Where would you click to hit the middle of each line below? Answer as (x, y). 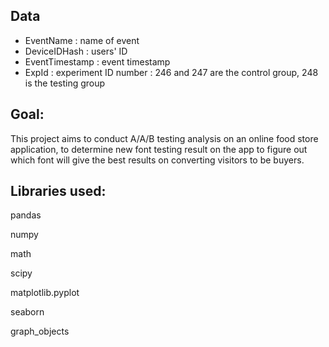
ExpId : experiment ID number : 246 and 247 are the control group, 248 (171, 72)
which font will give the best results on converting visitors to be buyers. (157, 160)
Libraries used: (58, 191)
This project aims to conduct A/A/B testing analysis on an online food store (164, 138)
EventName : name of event (82, 40)
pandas (26, 215)
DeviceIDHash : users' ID (76, 51)
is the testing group (65, 83)
